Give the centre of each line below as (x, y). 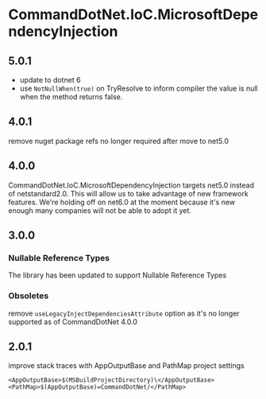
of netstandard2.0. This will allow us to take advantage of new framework (128, 193)
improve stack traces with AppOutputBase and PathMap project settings (126, 366)
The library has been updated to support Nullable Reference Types (118, 275)
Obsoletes (29, 296)
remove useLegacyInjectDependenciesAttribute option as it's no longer (124, 313)
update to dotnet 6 (50, 80)
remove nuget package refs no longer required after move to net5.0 (118, 141)
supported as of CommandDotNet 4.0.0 (73, 322)
